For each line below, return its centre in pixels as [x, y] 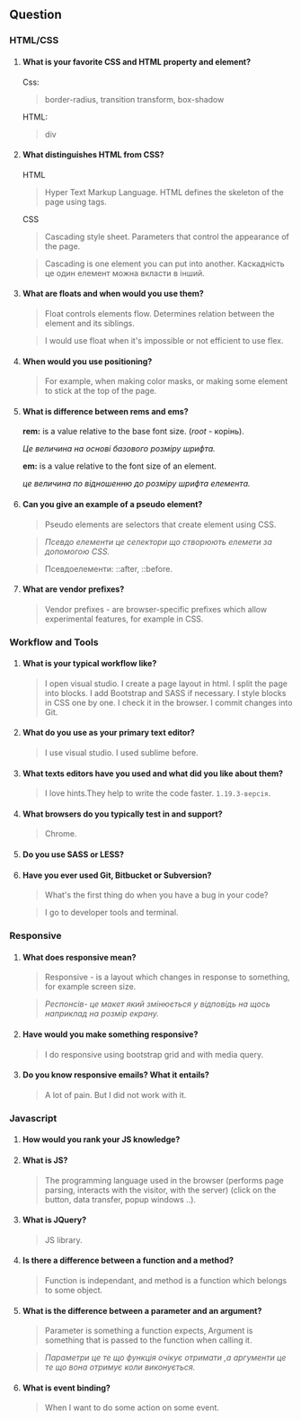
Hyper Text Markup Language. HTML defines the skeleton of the [164, 192]
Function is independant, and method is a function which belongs [166, 1280]
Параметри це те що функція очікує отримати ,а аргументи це [165, 1358]
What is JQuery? [54, 1220]
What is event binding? [66, 1388]
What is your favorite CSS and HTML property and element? [137, 61]
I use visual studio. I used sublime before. [122, 753]
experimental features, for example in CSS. [124, 619]
